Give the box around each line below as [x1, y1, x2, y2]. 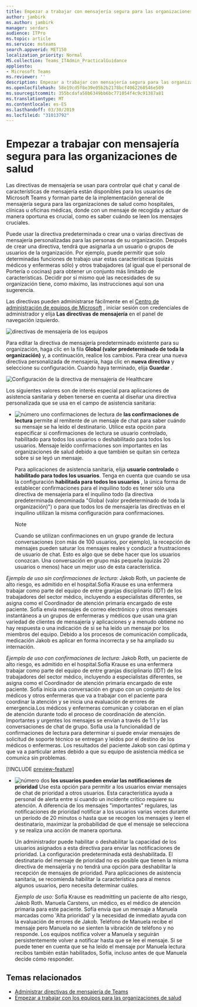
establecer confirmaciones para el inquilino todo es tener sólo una [14, 484, 175, 491]
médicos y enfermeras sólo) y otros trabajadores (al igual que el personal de [6, 262, 191, 269]
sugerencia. [6, 287, 35, 294]
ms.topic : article [6, 36, 51, 42]
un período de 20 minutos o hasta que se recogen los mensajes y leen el [14, 815, 191, 822]
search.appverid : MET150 [6, 47, 67, 53]
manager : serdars [6, 25, 49, 31]
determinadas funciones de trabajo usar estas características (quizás [6, 256, 174, 263]
